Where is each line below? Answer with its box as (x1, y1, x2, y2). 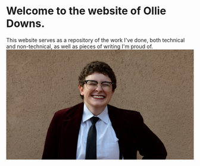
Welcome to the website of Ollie (6, 4, 167, 18)
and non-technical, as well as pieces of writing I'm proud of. (6, 43, 154, 50)
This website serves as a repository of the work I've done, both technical (6, 36, 185, 43)
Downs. (6, 17, 45, 30)
